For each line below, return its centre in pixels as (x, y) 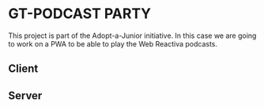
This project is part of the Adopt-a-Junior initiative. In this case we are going (132, 35)
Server (25, 95)
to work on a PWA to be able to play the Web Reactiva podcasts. (113, 43)
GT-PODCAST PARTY (80, 14)
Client (23, 69)
